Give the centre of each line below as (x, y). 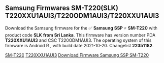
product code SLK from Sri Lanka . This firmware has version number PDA (80, 35)
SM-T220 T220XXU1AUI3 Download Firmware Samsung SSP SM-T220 (77, 55)
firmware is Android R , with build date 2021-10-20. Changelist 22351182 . (80, 45)
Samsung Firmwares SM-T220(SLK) (62, 8)
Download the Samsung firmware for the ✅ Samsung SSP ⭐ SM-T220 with (81, 28)
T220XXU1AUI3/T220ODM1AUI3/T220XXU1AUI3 (82, 16)
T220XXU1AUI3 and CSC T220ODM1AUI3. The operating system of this (78, 40)
